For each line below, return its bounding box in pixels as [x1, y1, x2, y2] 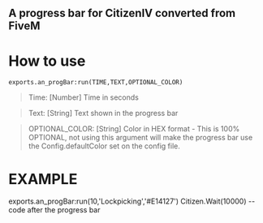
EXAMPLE [8, 169, 78, 188]
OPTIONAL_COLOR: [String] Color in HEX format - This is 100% [28, 124, 240, 134]
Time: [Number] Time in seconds [28, 92, 140, 102]
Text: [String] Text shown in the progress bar [28, 109, 179, 118]
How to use [8, 52, 86, 70]
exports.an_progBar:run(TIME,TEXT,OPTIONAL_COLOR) [8, 79, 183, 87]
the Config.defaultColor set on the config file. [28, 141, 181, 151]
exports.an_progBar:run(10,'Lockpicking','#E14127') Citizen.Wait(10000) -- [8, 196, 256, 206]
